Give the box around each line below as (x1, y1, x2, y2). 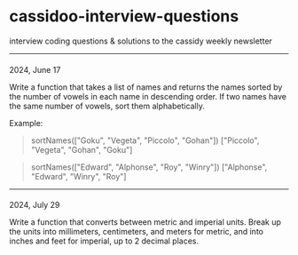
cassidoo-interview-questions (9, 6, 239, 27)
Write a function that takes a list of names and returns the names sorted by (9, 82, 283, 92)
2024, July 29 (9, 200, 60, 211)
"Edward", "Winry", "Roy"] (30, 171, 127, 181)
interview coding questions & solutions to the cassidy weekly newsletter (9, 36, 273, 46)
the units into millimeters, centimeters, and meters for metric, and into (9, 227, 264, 237)
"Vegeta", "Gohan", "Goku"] (30, 144, 133, 155)
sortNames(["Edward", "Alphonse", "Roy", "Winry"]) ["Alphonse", (30, 162, 268, 172)
